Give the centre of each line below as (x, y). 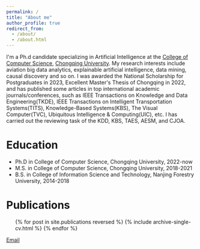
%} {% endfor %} (56, 228)
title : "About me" (29, 17)
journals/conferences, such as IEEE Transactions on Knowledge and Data (97, 95)
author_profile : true (33, 23)
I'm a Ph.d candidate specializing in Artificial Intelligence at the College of (97, 57)
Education (32, 145)
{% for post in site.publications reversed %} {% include (83, 222)
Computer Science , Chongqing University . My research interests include (96, 63)
